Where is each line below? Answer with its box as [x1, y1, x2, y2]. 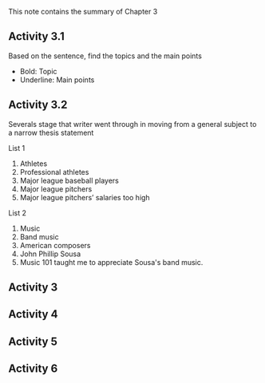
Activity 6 [8, 362, 58, 376]
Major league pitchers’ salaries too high [19, 192, 150, 202]
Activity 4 [8, 307, 58, 322]
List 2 [8, 207, 26, 218]
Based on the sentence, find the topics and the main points [8, 51, 202, 61]
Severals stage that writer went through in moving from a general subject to [8, 119, 257, 128]
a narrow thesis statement [8, 128, 94, 137]
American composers [19, 240, 91, 250]
